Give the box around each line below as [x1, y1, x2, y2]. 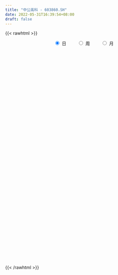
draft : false [5, 16, 32, 21]
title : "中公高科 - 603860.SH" [5, 7, 67, 12]
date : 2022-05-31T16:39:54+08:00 [5, 12, 75, 17]
